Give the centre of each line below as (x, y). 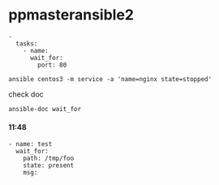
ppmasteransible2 (71, 15)
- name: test (30, 144)
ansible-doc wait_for (45, 109)
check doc (26, 94)
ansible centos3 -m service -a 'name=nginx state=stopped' (110, 79)
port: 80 (52, 65)
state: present (49, 166)
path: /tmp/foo (49, 159)
